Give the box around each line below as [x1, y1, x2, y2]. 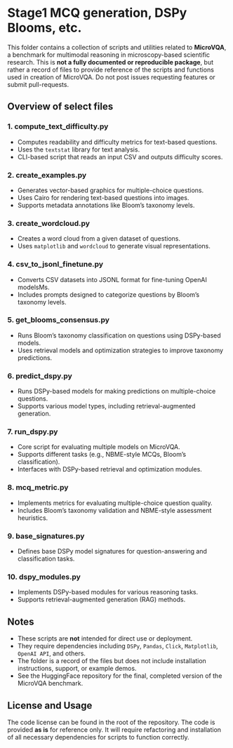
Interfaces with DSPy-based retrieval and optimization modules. [17, 465, 202, 474]
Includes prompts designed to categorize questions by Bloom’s [17, 290, 200, 299]
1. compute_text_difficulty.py [7, 121, 109, 131]
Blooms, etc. [7, 20, 82, 36]
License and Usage [7, 700, 93, 712]
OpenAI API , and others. [17, 649, 86, 657]
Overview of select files [7, 100, 114, 113]
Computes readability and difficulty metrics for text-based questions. [17, 138, 218, 146]
